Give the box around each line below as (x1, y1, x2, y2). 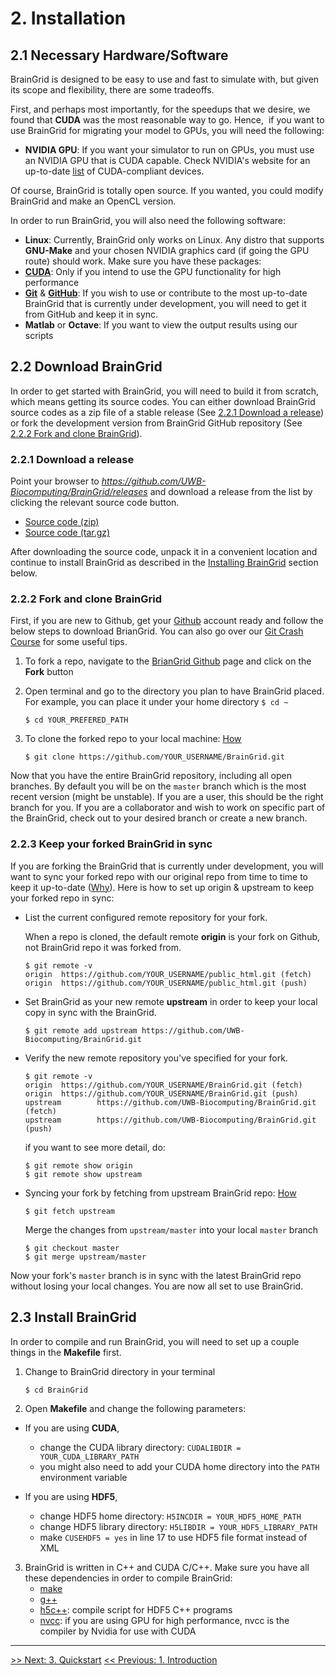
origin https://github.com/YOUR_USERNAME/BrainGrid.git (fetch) (24, 1080, 303, 1090)
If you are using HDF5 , (24, 1490, 118, 1502)
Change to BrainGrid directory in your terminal (24, 1365, 216, 1377)
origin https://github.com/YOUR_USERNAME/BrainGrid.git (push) (24, 1088, 299, 1099)
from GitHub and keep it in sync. (24, 308, 159, 320)
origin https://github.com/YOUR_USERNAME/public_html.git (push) (24, 978, 308, 988)
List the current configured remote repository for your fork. (24, 911, 268, 923)
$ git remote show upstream (24, 1169, 142, 1179)
